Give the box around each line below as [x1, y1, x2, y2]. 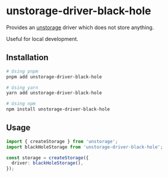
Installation [6, 52, 49, 63]
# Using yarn [6, 84, 39, 90]
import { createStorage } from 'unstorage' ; [6, 138, 118, 144]
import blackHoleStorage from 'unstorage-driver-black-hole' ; [6, 144, 163, 150]
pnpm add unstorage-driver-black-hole [6, 74, 102, 80]
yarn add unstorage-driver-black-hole [6, 90, 102, 96]
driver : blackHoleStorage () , [11, 160, 84, 166]
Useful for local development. [6, 35, 79, 42]
